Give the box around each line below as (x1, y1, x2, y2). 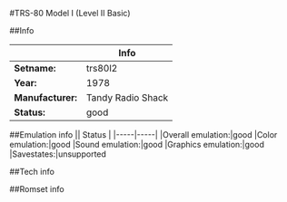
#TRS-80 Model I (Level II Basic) (9, 8, 131, 18)
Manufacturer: (14, 91, 78, 103)
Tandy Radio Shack (85, 91, 169, 103)
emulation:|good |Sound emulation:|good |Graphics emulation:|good (9, 139, 265, 149)
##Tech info (9, 167, 54, 177)
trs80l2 (85, 63, 118, 74)
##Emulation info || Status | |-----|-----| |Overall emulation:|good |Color (9, 130, 278, 139)
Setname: (14, 63, 56, 74)
